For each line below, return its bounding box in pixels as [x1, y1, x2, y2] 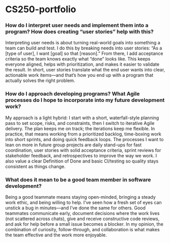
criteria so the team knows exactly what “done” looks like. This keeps [5, 56, 151, 62]
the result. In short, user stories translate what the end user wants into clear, [5, 67, 165, 73]
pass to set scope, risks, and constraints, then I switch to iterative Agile [5, 120, 155, 126]
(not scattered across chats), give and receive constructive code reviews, [5, 215, 160, 222]
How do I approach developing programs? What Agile [5, 90, 140, 97]
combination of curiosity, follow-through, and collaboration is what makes [5, 227, 160, 233]
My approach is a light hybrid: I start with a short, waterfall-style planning [5, 115, 159, 121]
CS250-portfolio [5, 4, 76, 15]
